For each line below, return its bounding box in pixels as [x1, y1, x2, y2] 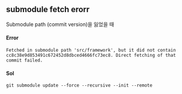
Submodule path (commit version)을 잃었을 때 [6, 20, 114, 28]
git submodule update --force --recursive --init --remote [6, 82, 153, 89]
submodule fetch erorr [6, 5, 90, 15]
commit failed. [6, 57, 43, 63]
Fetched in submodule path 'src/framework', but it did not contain [6, 48, 176, 53]
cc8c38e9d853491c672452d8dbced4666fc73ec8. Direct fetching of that [6, 52, 176, 59]
